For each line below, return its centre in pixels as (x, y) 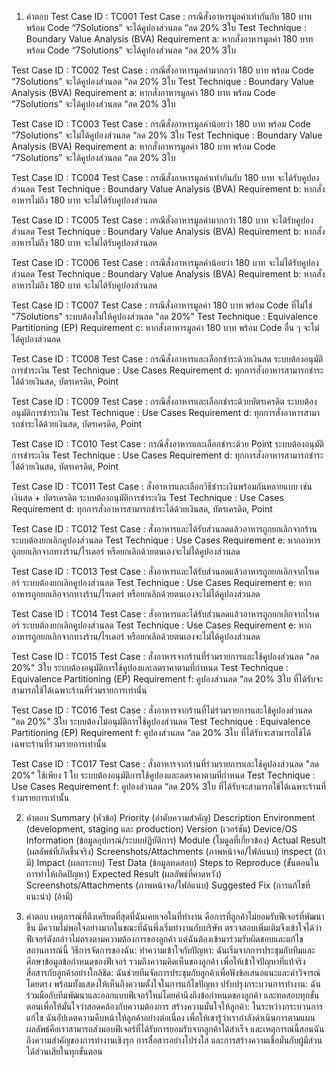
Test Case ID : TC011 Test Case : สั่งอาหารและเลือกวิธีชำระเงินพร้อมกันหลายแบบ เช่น (162, 486)
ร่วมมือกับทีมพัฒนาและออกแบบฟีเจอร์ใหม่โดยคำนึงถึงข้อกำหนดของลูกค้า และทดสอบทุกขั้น (172, 995)
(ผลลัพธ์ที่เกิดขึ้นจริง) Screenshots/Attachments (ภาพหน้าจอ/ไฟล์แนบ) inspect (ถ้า (175, 851)
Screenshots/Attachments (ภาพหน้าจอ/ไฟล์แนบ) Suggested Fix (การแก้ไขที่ (168, 885)
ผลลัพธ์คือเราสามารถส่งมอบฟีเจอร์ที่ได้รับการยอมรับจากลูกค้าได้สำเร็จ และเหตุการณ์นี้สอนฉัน (175, 1029)
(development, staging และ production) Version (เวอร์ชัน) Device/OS (161, 829)
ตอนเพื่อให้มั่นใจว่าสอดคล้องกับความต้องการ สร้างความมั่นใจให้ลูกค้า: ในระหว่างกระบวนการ (174, 1006)
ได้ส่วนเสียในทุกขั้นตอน (64, 1051)
